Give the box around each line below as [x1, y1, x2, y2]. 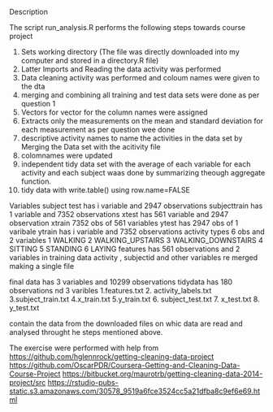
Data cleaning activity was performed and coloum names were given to [20, 73, 260, 82]
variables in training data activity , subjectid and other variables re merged [9, 253, 258, 262]
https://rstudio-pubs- [47, 378, 119, 387]
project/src [9, 378, 46, 387]
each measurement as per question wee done [20, 125, 175, 134]
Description [9, 7, 48, 16]
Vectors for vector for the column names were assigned [20, 107, 208, 117]
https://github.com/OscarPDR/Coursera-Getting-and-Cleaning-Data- [9, 361, 240, 370]
